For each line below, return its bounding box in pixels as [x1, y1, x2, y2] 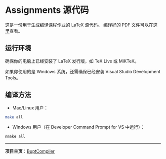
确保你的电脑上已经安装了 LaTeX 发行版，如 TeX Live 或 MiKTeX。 [5, 58, 139, 64]
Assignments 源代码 [5, 4, 89, 16]
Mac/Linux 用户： [12, 105, 48, 110]
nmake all [5, 134, 26, 139]
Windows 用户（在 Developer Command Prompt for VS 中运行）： [12, 124, 145, 130]
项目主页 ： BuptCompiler [5, 148, 55, 154]
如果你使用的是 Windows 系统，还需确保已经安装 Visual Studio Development [5, 68, 161, 74]
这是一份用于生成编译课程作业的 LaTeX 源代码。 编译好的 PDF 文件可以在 [5, 22, 154, 28]
